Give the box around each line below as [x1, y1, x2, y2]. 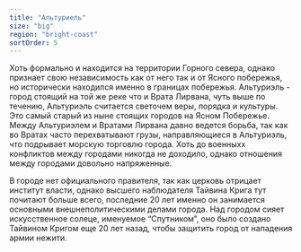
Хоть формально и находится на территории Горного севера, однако [9, 63, 276, 74]
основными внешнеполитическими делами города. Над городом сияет [9, 204, 285, 215]
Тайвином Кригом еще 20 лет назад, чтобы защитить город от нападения [9, 223, 293, 234]
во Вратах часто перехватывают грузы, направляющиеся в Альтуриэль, [9, 129, 288, 140]
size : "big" [9, 22, 54, 30]
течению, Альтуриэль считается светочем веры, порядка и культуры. [9, 100, 279, 112]
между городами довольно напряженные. [9, 158, 173, 169]
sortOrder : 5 [9, 38, 58, 48]
